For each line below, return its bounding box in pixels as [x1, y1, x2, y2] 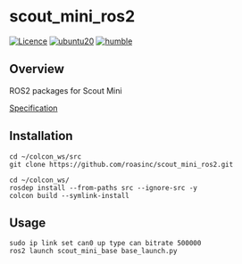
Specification [9, 103, 58, 113]
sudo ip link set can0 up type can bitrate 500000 [9, 239, 202, 248]
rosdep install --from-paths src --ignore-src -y [9, 183, 198, 193]
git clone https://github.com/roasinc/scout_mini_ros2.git [9, 160, 234, 169]
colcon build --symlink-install [9, 191, 129, 200]
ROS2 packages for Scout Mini [9, 85, 122, 95]
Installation [9, 128, 73, 144]
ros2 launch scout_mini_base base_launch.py [9, 247, 178, 256]
